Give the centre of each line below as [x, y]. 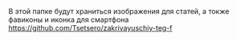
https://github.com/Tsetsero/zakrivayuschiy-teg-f [90, 28]
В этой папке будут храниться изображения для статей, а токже [119, 11]
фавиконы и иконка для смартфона [69, 20]
